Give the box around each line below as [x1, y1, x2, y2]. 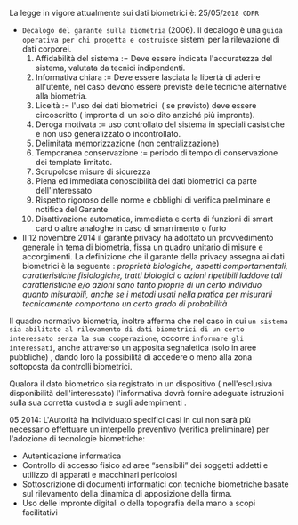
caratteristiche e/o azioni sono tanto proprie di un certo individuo [21, 280, 262, 290]
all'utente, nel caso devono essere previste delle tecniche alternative [35, 82, 287, 91]
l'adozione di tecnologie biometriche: [9, 434, 145, 443]
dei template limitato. [35, 157, 113, 167]
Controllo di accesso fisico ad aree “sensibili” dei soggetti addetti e [21, 460, 269, 470]
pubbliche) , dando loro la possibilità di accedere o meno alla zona [9, 352, 253, 362]
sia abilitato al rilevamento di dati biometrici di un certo [9, 325, 245, 334]
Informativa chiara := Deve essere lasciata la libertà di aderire [35, 72, 261, 83]
